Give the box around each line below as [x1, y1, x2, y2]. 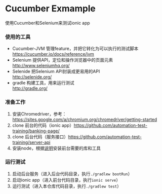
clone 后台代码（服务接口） [12, 134, 68, 140]
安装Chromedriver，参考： [12, 111, 67, 116]
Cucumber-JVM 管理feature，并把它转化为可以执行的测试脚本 [12, 45, 139, 52]
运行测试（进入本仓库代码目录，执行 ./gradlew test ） [12, 183, 122, 189]
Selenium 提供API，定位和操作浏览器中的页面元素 [12, 57, 113, 63]
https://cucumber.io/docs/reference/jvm [12, 51, 94, 57]
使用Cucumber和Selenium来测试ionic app [5, 20, 90, 26]
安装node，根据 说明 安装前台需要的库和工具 [12, 145, 101, 151]
